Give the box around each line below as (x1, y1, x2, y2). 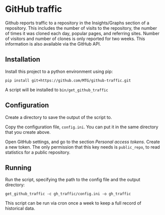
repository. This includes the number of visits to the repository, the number (5, 25, 157, 31)
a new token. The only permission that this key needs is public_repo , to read (5, 144, 160, 150)
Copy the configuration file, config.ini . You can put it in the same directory (5, 124, 159, 130)
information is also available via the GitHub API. (5, 41, 101, 47)
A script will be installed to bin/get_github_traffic (5, 87, 108, 93)
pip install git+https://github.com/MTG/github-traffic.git (5, 78, 132, 83)
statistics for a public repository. (5, 149, 70, 155)
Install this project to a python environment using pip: (5, 68, 113, 74)
